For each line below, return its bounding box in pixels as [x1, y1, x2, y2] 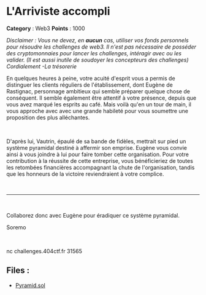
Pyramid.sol [15, 281, 46, 289]
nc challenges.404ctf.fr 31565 [6, 247, 83, 254]
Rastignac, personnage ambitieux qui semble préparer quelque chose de [6, 87, 190, 95]
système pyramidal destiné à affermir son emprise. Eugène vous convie [6, 144, 187, 151]
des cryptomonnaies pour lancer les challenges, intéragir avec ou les [6, 49, 182, 57]
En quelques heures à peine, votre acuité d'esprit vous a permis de [6, 74, 176, 82]
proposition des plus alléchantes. [6, 114, 90, 121]
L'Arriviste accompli [6, 4, 110, 18]
